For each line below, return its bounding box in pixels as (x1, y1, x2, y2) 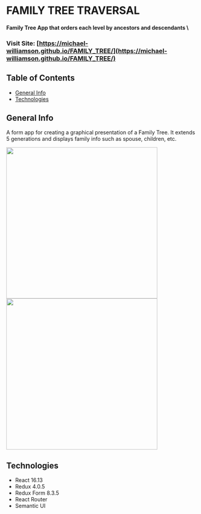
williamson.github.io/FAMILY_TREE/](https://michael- (6, 47, 168, 55)
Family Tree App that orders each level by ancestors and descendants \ (6, 24, 189, 31)
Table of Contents (6, 73, 75, 83)
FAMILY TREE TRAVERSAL (6, 4, 140, 18)
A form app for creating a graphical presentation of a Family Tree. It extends (6, 129, 196, 136)
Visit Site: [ (6, 39, 39, 47)
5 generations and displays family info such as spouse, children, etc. (6, 135, 177, 143)
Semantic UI (14, 503, 46, 510)
